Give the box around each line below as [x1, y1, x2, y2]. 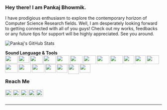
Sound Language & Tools [5, 50, 58, 56]
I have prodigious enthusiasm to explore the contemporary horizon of [5, 15, 147, 21]
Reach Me [5, 78, 30, 85]
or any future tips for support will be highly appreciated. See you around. [5, 31, 154, 37]
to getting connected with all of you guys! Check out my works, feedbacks [5, 26, 158, 32]
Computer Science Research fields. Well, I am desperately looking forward [5, 20, 158, 26]
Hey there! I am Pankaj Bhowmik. [5, 4, 86, 11]
